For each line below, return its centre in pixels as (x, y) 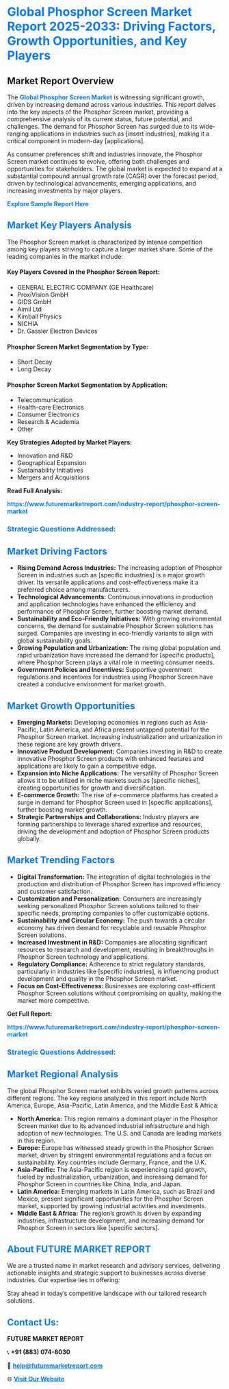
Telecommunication (45, 400)
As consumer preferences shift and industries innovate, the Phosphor (105, 154)
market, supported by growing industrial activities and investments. (112, 1205)
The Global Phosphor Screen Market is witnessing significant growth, (106, 97)
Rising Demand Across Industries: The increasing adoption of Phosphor (120, 568)
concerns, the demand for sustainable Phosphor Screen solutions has (115, 626)
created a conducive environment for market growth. (91, 684)
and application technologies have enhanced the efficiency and (106, 604)
